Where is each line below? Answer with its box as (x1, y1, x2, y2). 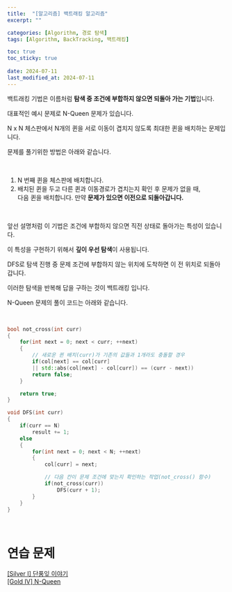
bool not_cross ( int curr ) (7, 326, 82, 333)
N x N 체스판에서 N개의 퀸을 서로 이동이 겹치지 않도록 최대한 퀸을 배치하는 (7, 123, 208, 132)
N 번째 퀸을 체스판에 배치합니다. (17, 176, 104, 184)
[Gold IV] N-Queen (7, 577, 61, 586)
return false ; (32, 371, 73, 378)
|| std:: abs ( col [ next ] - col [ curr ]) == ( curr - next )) (32, 364, 194, 372)
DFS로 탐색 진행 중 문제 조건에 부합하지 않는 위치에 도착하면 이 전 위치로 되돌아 (7, 259, 221, 268)
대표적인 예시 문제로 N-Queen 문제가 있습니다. (7, 109, 134, 117)
